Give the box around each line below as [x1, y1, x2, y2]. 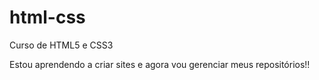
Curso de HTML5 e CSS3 [9, 39, 114, 51]
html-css [9, 6, 86, 29]
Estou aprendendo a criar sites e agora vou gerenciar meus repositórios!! [9, 58, 311, 70]
